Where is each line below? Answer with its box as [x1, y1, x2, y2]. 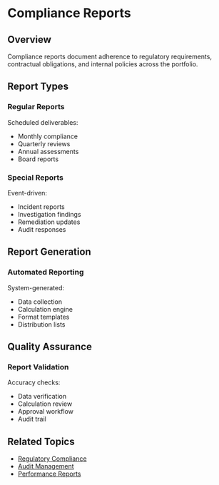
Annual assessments [17, 147, 79, 155]
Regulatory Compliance [17, 454, 87, 463]
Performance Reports [17, 469, 81, 479]
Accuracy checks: [7, 378, 61, 387]
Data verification [17, 392, 66, 401]
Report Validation [7, 362, 69, 372]
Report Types [7, 81, 69, 93]
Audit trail [17, 415, 46, 424]
